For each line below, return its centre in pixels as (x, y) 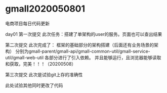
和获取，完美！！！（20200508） (41, 64)
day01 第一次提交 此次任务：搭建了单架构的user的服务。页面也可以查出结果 (84, 34)
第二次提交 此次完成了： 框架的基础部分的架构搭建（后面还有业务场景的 (80, 45)
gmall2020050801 (45, 9)
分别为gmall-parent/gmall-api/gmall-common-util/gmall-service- (82, 51)
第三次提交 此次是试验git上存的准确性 (44, 74)
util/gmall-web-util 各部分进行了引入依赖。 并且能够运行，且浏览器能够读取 (83, 57)
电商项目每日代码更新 (27, 23)
